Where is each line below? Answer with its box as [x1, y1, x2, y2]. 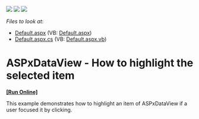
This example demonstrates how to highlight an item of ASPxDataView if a [6, 99, 188, 107]
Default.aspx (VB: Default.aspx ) [14, 30, 92, 36]
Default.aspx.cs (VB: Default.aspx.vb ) [14, 36, 107, 43]
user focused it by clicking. [6, 106, 72, 113]
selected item [6, 69, 75, 82]
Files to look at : [6, 18, 44, 25]
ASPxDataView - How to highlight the [6, 56, 194, 70]
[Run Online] [6, 88, 38, 95]
